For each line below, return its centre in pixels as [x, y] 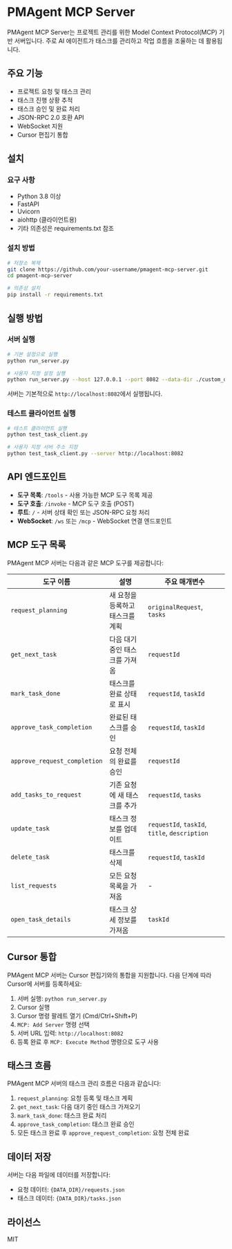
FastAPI [28, 204]
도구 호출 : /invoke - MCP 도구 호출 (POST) [76, 504]
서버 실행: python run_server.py [62, 998]
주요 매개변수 [185, 581]
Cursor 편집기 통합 [42, 134]
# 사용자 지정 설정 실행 [36, 373]
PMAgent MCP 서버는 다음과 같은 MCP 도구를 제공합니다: [86, 563]
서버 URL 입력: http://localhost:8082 [70, 1033]
